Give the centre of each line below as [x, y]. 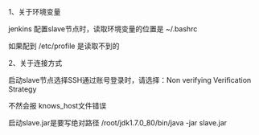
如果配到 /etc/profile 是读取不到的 [64, 46]
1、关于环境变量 [35, 12]
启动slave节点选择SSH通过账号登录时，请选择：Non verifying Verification [130, 80]
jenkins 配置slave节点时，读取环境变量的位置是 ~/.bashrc [103, 29]
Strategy [23, 89]
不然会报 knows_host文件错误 [58, 106]
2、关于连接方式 [35, 63]
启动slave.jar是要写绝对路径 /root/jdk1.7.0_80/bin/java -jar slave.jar [118, 123]
